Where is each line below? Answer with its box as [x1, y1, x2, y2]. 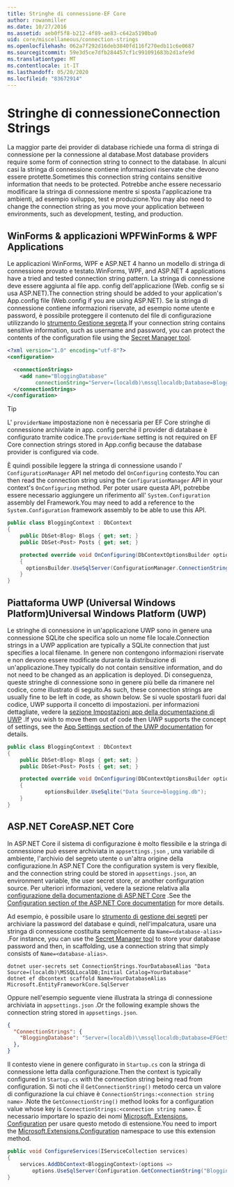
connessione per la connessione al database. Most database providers [7, 151, 209, 159]
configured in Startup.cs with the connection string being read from [7, 1075, 203, 1083]
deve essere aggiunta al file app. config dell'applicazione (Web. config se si [7, 282, 225, 290]
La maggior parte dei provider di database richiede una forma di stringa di [7, 143, 219, 151]
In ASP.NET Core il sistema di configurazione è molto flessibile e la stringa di [7, 839, 227, 848]
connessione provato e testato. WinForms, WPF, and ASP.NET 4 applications [7, 267, 226, 276]
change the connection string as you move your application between [7, 202, 204, 211]
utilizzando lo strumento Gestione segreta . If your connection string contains [7, 319, 226, 327]
